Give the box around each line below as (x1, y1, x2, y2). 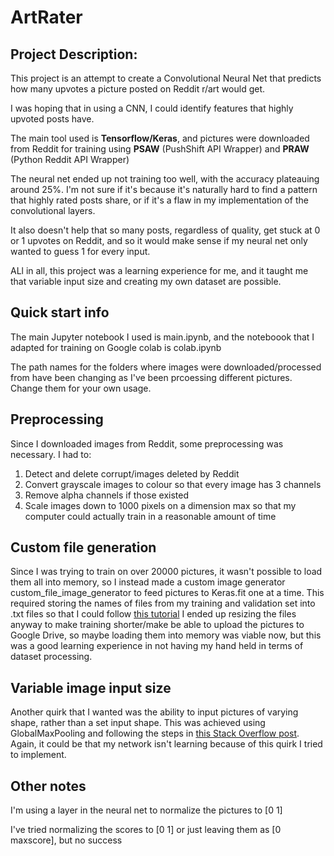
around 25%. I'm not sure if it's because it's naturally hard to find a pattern (10, 184, 318, 195)
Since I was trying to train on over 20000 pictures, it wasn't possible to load (10, 566, 323, 578)
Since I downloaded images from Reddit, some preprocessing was (10, 437, 284, 450)
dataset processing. (10, 651, 93, 663)
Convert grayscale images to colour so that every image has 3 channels (24, 478, 322, 490)
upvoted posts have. (10, 113, 95, 125)
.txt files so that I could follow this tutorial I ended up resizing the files (10, 608, 297, 620)
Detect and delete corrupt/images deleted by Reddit (24, 467, 240, 480)
